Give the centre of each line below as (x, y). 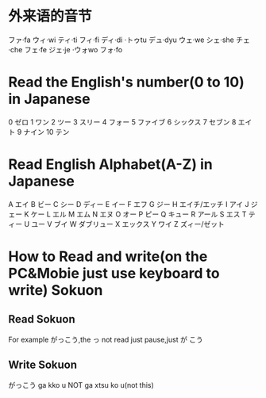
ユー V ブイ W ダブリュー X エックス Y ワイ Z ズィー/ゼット (128, 224)
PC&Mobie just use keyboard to (114, 274)
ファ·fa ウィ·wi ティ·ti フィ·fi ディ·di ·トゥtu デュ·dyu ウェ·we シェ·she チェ (129, 40)
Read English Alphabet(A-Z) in (110, 165)
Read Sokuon (42, 319)
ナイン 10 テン (46, 132)
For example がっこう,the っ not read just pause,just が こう (106, 339)
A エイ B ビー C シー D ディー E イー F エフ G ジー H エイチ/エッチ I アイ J (129, 204)
